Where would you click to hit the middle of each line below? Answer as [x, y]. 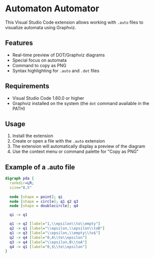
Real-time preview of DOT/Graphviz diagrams [58, 55]
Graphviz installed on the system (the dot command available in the [81, 103]
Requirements [27, 86]
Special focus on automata [39, 60]
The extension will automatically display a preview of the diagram [79, 147]
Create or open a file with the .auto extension [58, 141]
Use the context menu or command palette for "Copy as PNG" [76, 151]
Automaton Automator [52, 9]
